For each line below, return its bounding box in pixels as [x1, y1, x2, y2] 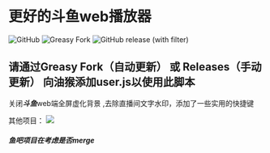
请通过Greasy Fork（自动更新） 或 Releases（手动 [8, 60, 262, 74]
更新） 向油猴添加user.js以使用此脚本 [8, 75, 196, 89]
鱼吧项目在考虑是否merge [8, 135, 95, 146]
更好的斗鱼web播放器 [8, 7, 152, 26]
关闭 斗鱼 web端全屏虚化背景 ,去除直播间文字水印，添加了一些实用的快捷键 [8, 98, 254, 108]
